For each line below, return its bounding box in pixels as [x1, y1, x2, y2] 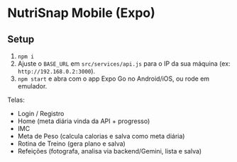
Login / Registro [17, 110, 65, 117]
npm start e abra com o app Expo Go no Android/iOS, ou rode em [17, 74, 210, 83]
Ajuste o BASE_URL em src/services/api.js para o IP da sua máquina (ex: [17, 59, 231, 68]
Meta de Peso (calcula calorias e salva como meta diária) [17, 132, 185, 140]
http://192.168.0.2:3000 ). [17, 67, 96, 75]
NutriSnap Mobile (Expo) [7, 5, 156, 21]
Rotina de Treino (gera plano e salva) [17, 139, 126, 148]
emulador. [17, 82, 48, 90]
